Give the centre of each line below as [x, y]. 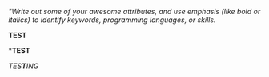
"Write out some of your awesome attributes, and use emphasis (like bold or [134, 12]
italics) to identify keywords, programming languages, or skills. [112, 20]
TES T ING [24, 66]
